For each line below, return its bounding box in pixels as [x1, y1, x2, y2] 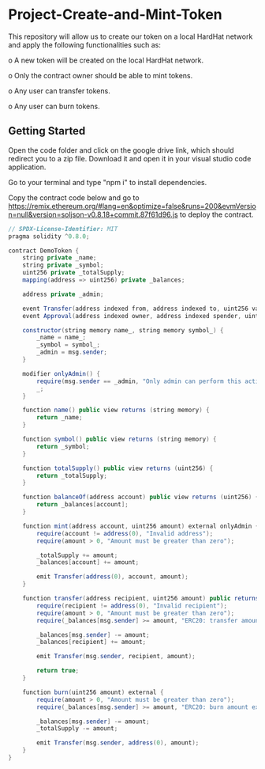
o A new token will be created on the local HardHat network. [8, 55, 203, 65]
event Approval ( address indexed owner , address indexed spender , [22, 312, 242, 320]
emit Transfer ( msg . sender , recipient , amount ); [36, 653, 196, 661]
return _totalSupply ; [36, 472, 108, 479]
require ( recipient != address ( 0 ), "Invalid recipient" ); [36, 601, 227, 610]
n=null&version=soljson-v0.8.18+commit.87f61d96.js [8, 210, 179, 219]
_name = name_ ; [36, 334, 87, 342]
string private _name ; [22, 254, 97, 262]
